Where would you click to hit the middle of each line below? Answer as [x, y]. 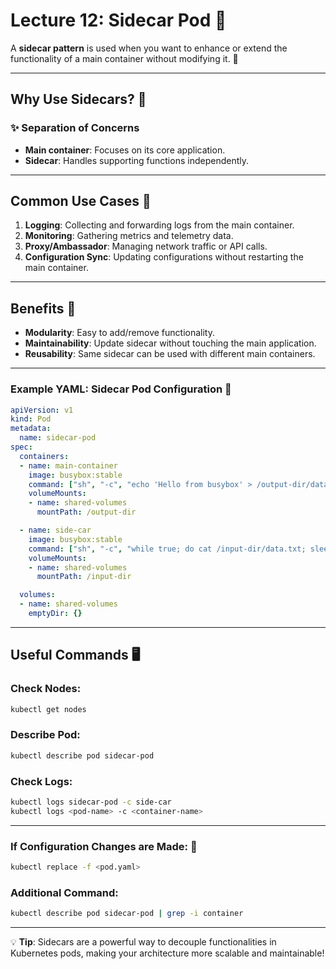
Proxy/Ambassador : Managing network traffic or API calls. [146, 246]
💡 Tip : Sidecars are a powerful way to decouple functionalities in [143, 942]
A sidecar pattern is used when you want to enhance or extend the [149, 48]
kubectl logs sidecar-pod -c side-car [91, 802]
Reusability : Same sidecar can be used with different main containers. [170, 354]
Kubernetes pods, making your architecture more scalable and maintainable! [167, 953]
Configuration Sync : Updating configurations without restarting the [164, 257]
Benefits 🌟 [43, 308]
